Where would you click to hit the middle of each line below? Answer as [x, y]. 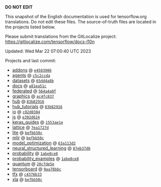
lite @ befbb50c [27, 132]
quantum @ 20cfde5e [33, 164]
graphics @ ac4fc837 [33, 96]
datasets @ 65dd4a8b [33, 81]
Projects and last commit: [31, 60]
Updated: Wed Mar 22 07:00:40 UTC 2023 [48, 51]
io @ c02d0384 [26, 112]
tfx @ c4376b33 [27, 174]
